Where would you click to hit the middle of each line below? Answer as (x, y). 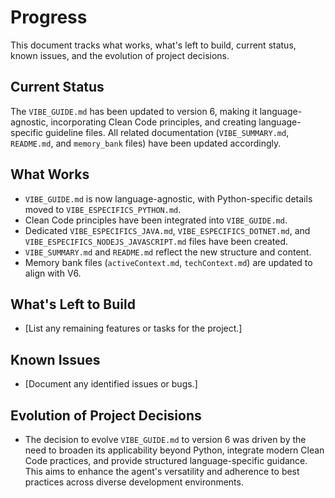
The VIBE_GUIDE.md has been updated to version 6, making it (134, 111)
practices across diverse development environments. (134, 482)
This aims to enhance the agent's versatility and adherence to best (162, 471)
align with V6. (53, 273)
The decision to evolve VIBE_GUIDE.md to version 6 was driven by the (165, 439)
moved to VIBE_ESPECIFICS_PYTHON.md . (103, 209)
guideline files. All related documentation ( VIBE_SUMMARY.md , (167, 132)
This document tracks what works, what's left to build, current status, (153, 45)
